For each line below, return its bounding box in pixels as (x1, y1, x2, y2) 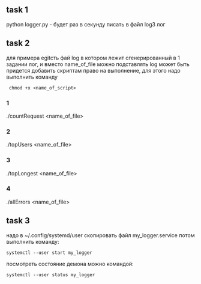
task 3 (6, 216, 30, 226)
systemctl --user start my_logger (6, 249, 93, 256)
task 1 (6, 5, 28, 15)
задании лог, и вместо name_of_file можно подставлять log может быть (6, 60, 190, 68)
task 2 (6, 38, 30, 49)
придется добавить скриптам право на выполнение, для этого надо (6, 67, 181, 74)
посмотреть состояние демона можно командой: (6, 260, 134, 267)
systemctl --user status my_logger (6, 271, 95, 278)
